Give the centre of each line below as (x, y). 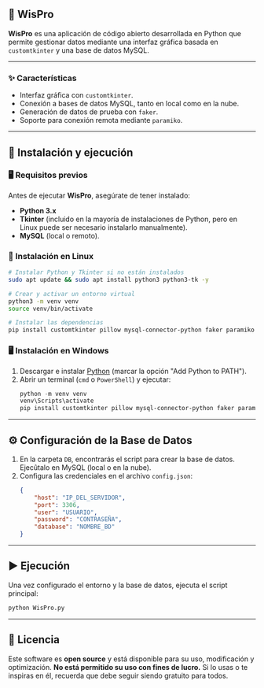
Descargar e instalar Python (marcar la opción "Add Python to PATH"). (133, 371)
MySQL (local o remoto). (59, 235)
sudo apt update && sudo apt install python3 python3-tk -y (109, 279)
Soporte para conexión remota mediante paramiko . (101, 120)
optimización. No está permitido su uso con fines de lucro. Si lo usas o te (128, 667)
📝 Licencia (34, 640)
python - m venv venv (53, 394)
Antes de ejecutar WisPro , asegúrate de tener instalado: (99, 195)
